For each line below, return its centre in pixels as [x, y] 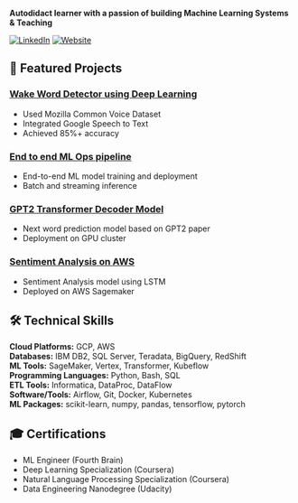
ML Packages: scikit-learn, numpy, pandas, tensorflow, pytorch [128, 405]
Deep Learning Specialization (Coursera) [98, 470]
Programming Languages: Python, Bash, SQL [95, 376]
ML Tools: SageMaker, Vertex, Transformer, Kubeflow [109, 366]
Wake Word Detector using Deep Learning [103, 94]
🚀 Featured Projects [66, 68]
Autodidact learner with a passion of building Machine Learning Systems [149, 13]
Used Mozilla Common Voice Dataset [92, 114]
